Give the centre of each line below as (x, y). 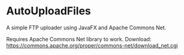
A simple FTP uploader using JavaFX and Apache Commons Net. (86, 27)
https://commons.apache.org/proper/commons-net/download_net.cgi (92, 45)
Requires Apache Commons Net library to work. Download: (79, 39)
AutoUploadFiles (49, 11)
